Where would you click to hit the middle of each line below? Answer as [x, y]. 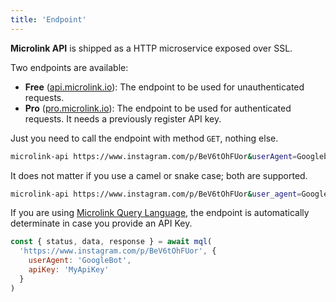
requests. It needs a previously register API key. [123, 118]
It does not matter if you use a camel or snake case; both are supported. [159, 175]
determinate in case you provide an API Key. [101, 223]
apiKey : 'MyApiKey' [69, 270]
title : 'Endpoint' [48, 19]
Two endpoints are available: [69, 67]
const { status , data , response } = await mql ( [111, 242]
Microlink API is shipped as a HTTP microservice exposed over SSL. [151, 48]
